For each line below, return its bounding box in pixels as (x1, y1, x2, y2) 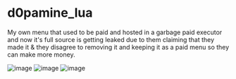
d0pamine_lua (7, 5, 93, 21)
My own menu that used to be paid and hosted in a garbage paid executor (7, 28, 223, 36)
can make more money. (7, 50, 75, 59)
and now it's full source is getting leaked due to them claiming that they (7, 35, 215, 43)
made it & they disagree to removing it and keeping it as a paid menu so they (7, 43, 230, 51)
